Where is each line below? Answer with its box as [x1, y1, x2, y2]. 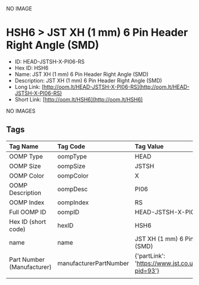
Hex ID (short [9, 217, 46, 226]
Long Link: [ [14, 83, 44, 90]
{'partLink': [134, 252, 166, 260]
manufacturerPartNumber [57, 259, 129, 267]
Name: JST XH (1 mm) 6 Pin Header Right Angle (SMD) [14, 71, 149, 78]
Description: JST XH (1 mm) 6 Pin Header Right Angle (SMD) [14, 77, 162, 84]
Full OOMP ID [9, 208, 46, 216]
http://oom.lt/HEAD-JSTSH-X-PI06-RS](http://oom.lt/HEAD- [43, 83, 190, 90]
